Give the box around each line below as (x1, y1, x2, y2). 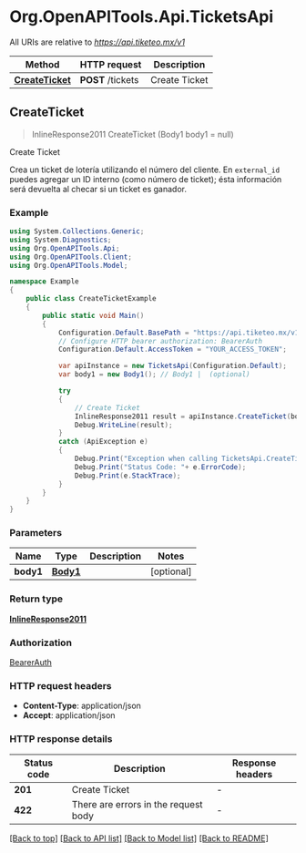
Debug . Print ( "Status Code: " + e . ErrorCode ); (74, 462, 247, 471)
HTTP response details (9, 733, 113, 745)
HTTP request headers (9, 679, 112, 692)
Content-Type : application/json (22, 700, 141, 712)
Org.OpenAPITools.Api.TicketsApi (9, 6, 274, 27)
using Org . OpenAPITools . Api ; (9, 243, 120, 252)
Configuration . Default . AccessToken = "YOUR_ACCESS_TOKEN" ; (57, 344, 287, 355)
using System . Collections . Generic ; (9, 227, 145, 236)
